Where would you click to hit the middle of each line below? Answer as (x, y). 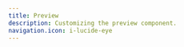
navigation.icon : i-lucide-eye (60, 30)
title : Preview (34, 16)
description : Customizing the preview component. (93, 23)
